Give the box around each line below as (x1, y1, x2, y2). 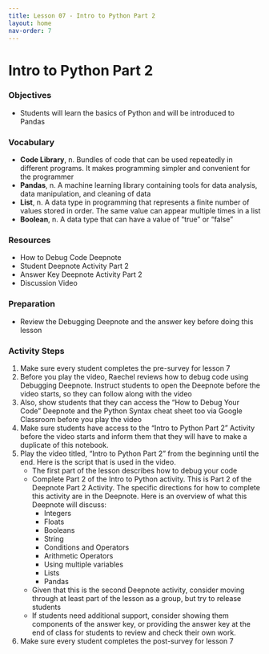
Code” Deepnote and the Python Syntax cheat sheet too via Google (19, 406, 243, 416)
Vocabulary (8, 136, 54, 148)
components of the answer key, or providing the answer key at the (31, 619, 251, 629)
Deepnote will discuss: (31, 500, 106, 510)
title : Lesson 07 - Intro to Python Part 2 (8, 11, 156, 20)
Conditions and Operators (43, 542, 130, 552)
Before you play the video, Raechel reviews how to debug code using (19, 372, 249, 382)
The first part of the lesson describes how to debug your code (31, 466, 238, 476)
